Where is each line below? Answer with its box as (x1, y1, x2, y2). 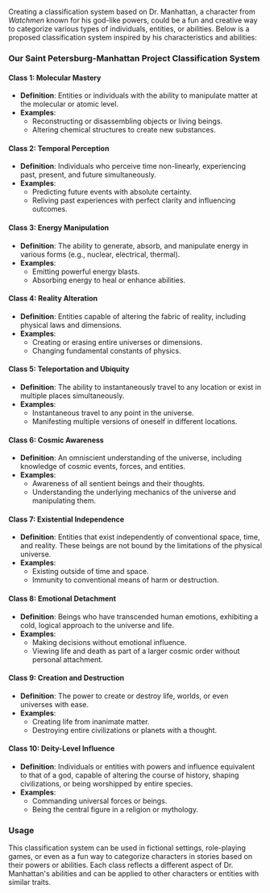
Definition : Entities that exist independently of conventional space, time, (19, 532, 260, 542)
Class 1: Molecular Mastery (8, 73, 102, 82)
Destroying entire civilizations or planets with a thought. (31, 725, 218, 735)
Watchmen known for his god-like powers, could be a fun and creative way (8, 15, 258, 25)
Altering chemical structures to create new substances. (31, 125, 216, 135)
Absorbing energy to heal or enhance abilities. (31, 275, 186, 285)
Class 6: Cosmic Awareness (8, 435, 105, 445)
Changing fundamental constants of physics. (31, 346, 181, 355)
